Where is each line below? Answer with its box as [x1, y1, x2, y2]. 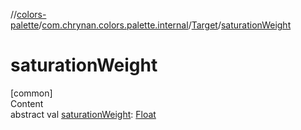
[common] [10, 87, 53, 99]
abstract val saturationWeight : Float [10, 108, 157, 120]
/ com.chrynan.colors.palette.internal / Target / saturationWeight [38, 19, 292, 31]
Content [10, 97, 44, 109]
